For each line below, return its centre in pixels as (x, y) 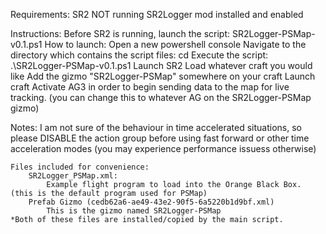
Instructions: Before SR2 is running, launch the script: (120, 33)
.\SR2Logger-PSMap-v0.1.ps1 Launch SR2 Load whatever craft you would (161, 65)
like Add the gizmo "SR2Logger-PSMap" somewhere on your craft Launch (163, 76)
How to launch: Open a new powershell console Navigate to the (175, 44)
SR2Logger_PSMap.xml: (73, 176)
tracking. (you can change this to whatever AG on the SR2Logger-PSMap (161, 97)
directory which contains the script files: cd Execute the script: (139, 55)
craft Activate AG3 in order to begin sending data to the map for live (150, 87)
